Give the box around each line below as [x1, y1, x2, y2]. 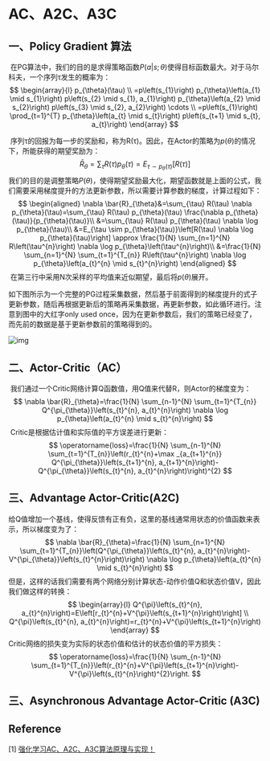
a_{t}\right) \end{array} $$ [91, 120, 179, 129]
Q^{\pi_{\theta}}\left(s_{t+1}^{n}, [51, 457, 157, 467]
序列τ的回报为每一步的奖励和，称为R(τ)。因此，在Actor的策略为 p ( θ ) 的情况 [10, 136, 256, 145]
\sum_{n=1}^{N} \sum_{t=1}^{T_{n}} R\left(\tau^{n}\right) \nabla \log [23, 250, 247, 260]
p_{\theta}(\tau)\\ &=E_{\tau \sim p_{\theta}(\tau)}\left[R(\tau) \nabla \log [16, 224, 254, 235]
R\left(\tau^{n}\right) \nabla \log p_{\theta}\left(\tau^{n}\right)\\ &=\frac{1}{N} [9, 242, 261, 252]
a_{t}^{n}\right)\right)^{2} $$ [137, 465, 233, 476]
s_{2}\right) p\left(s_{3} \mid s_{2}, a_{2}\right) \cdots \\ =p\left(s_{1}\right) [11, 103, 259, 112]
